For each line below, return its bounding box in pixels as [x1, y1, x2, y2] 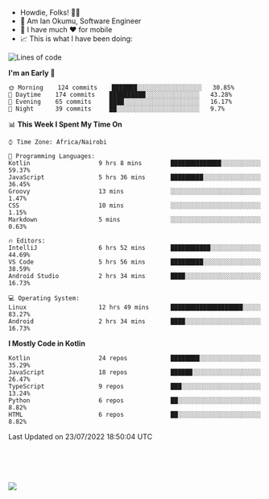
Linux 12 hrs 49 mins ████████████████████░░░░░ [8, 303, 262, 311]
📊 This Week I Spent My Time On [8, 119, 122, 129]
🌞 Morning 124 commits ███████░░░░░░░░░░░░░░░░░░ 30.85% [8, 84, 235, 92]
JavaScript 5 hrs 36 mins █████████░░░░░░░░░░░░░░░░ [8, 173, 262, 181]
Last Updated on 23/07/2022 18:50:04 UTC [8, 432, 153, 441]
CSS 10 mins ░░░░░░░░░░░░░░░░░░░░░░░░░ [8, 202, 262, 210]
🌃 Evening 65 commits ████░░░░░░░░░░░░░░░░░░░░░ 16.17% [8, 98, 232, 106]
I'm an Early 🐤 [8, 69, 56, 77]
